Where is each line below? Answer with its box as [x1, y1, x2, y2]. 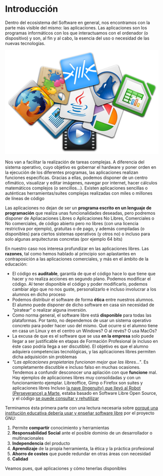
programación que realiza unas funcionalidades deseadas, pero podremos [5, 210, 156, 216]
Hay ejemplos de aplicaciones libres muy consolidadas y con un [12, 374, 141, 380]
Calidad [12, 456, 28, 462]
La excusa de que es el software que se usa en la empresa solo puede [12, 333, 154, 339]
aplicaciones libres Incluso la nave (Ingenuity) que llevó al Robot [12, 385, 141, 391]
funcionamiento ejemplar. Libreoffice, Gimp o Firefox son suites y [12, 380, 143, 385]
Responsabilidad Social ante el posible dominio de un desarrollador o [12, 430, 152, 436]
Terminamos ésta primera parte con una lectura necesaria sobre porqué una [5, 405, 158, 410]
